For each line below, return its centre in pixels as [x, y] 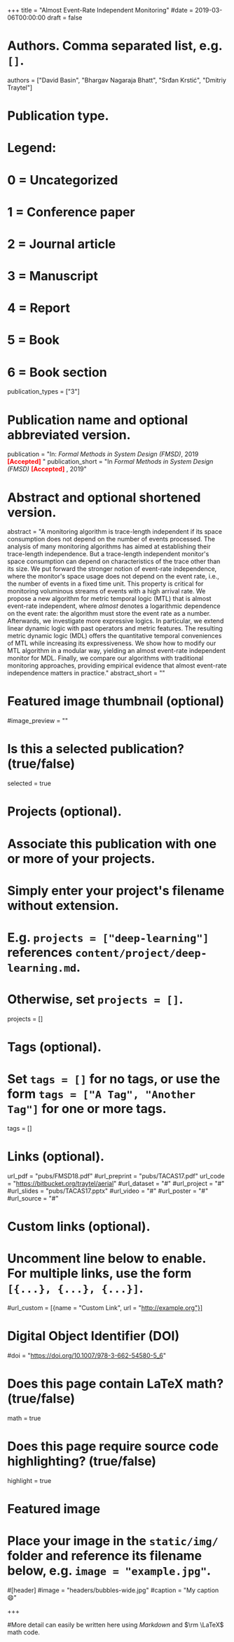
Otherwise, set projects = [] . [95, 999]
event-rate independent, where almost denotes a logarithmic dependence [114, 606]
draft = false [65, 18]
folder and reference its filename [104, 1556]
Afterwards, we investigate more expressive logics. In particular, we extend [116, 621]
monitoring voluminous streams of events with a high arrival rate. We [106, 591]
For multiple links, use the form [99, 1274]
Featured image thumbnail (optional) [116, 702]
